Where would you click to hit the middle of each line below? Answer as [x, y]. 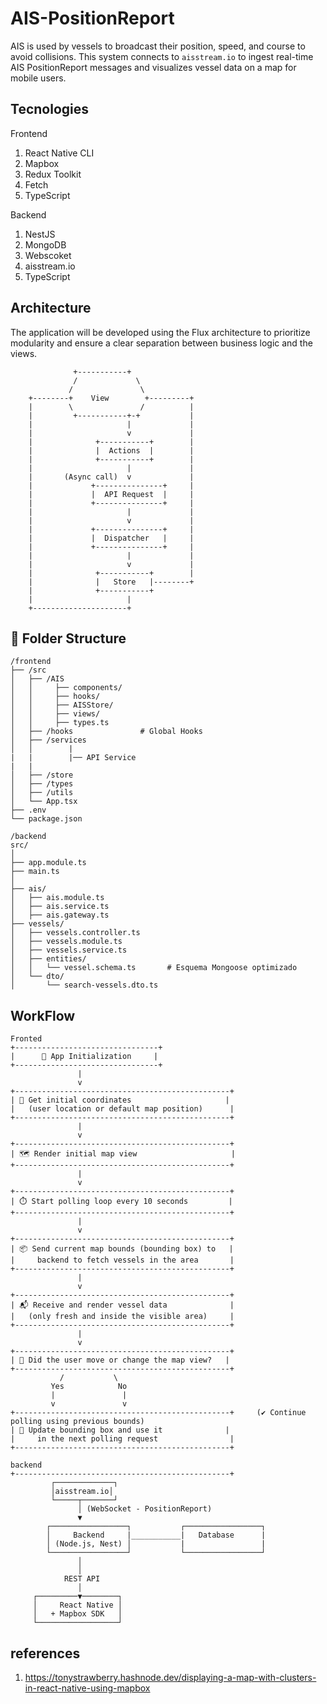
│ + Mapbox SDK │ [77, 1614]
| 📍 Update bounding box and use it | [120, 1430]
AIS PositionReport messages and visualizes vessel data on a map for [153, 67]
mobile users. [38, 78]
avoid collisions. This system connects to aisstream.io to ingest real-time [162, 56]
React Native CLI [59, 153]
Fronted [26, 1039]
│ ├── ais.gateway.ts [60, 915]
